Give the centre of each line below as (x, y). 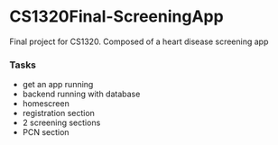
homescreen (46, 104)
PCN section (46, 132)
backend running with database (81, 94)
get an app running (58, 85)
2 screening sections (61, 122)
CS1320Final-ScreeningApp (116, 17)
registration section (58, 113)
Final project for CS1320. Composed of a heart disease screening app (139, 41)
